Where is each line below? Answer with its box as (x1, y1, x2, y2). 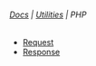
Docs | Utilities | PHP (9, 9, 87, 20)
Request (22, 37, 54, 48)
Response (22, 47, 61, 58)
